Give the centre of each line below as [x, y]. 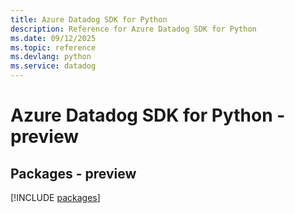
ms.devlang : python [51, 57]
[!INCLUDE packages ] [55, 197]
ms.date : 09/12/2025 [53, 38]
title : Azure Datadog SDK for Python [89, 19]
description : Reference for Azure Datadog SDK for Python [133, 29]
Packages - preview [73, 173]
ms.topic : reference [53, 47]
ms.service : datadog [53, 66]
